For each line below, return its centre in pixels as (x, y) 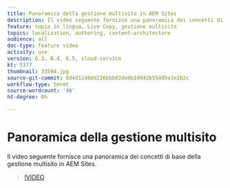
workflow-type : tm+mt (38, 84)
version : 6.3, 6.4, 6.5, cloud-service (64, 59)
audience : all (28, 39)
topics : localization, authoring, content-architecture (89, 33)
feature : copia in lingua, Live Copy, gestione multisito (92, 26)
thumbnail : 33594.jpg (38, 71)
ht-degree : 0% (28, 97)
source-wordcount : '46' (41, 91)
